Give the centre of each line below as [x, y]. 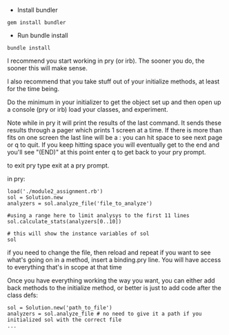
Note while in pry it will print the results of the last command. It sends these [114, 123]
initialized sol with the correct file [64, 320]
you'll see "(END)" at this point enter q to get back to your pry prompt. [107, 152]
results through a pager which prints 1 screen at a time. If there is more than [115, 130]
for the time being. [33, 89]
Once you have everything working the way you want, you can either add [111, 281]
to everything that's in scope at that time [64, 267]
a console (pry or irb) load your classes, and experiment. [88, 109]
